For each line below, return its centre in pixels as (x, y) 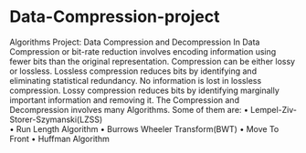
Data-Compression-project (115, 17)
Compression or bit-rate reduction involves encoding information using (143, 51)
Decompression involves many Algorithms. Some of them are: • (129, 109)
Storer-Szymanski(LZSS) (56, 119)
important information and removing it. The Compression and (125, 100)
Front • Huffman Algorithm (59, 138)
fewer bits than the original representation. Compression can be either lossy (152, 61)
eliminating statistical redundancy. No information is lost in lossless (136, 80)
